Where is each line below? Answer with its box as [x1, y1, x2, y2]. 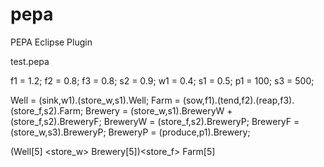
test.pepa [10, 55, 50, 67]
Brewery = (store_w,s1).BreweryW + [85, 104, 233, 117]
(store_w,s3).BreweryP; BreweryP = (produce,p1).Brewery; [10, 126, 251, 138]
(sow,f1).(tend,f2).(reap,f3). [182, 94, 295, 106]
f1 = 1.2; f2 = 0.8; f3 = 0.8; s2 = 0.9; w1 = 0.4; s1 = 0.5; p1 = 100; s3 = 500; [10, 74, 315, 87]
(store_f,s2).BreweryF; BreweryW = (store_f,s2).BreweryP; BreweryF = [10, 115, 300, 127]
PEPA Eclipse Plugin [10, 36, 93, 48]
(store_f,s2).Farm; [10, 104, 84, 117]
